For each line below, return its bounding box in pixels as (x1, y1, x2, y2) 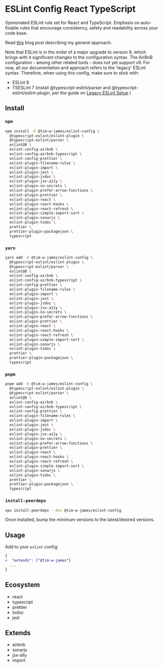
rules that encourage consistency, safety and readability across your (20, 25, 158, 30)
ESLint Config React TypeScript (5, 3, 136, 15)
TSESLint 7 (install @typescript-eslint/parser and (12, 84, 111, 90)
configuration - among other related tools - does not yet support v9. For (5, 59, 150, 65)
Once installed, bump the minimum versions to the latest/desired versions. (5, 516, 155, 523)
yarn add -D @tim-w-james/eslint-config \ (5, 255, 93, 260)
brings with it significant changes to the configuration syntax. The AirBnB (5, 54, 153, 60)
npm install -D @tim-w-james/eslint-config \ (5, 128, 99, 133)
